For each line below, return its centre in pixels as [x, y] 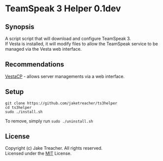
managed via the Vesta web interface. [43, 49]
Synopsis [20, 27]
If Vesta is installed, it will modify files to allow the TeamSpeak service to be [81, 44]
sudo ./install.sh [24, 112]
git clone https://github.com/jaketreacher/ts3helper [61, 103]
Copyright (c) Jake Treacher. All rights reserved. [54, 148]
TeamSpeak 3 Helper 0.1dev [63, 9]
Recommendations [35, 64]
